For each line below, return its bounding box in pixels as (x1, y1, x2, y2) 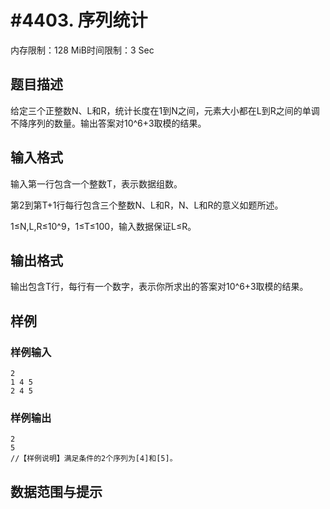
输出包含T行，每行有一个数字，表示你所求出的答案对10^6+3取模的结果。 (10, 281, 309, 293)
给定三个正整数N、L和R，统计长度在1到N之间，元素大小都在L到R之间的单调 (10, 104, 320, 116)
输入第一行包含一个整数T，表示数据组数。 (10, 177, 183, 190)
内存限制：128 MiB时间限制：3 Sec (10, 44, 155, 56)
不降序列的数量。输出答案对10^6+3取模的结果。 (10, 117, 207, 129)
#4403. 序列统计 (10, 9, 148, 32)
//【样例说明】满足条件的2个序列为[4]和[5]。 (10, 454, 178, 464)
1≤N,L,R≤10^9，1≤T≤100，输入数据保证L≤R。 (10, 220, 197, 232)
